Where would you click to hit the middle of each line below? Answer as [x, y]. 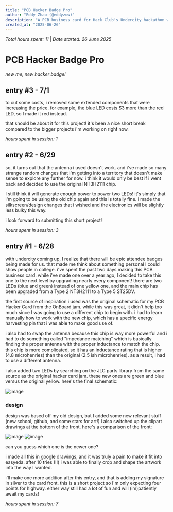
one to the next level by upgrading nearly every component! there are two [84, 280]
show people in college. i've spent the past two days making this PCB [79, 269]
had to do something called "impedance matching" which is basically [79, 339]
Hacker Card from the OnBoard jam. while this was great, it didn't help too [84, 307]
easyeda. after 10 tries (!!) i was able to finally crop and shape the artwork [83, 462]
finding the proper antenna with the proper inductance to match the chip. [83, 344]
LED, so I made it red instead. [36, 113]
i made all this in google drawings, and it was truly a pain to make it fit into [84, 456]
